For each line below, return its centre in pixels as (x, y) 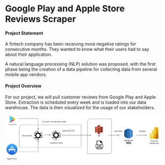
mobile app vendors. (26, 75)
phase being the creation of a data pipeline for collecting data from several (81, 69)
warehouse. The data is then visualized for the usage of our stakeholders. (80, 107)
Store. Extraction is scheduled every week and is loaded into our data (76, 102)
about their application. (29, 54)
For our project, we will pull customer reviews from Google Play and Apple (81, 97)
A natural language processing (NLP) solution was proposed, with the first (80, 64)
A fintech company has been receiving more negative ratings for (71, 44)
